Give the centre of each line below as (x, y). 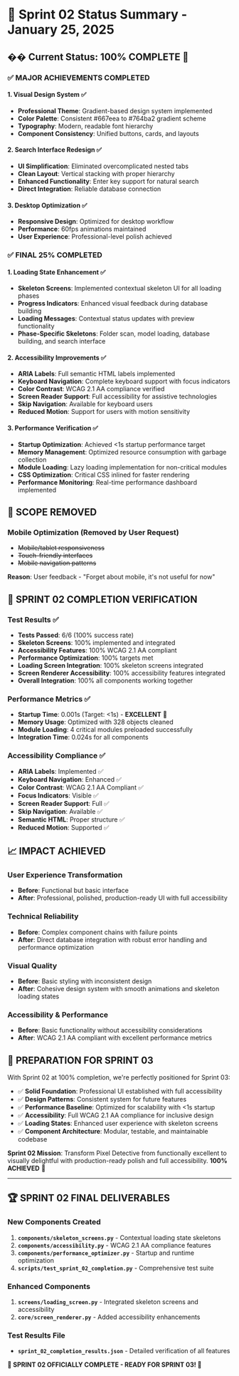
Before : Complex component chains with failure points (97, 932)
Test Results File (36, 1335)
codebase (32, 1139)
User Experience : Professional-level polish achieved (95, 237)
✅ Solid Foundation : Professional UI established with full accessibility (120, 1091)
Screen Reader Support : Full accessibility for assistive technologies (117, 397)
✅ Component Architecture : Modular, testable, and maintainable (113, 1131)
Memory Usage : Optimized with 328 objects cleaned (95, 722)
